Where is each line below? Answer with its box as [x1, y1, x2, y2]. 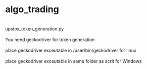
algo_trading [5, 4, 59, 15]
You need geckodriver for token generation [5, 37, 95, 43]
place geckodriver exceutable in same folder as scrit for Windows [5, 58, 142, 64]
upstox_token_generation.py [5, 25, 64, 31]
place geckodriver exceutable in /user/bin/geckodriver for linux [5, 47, 136, 53]
